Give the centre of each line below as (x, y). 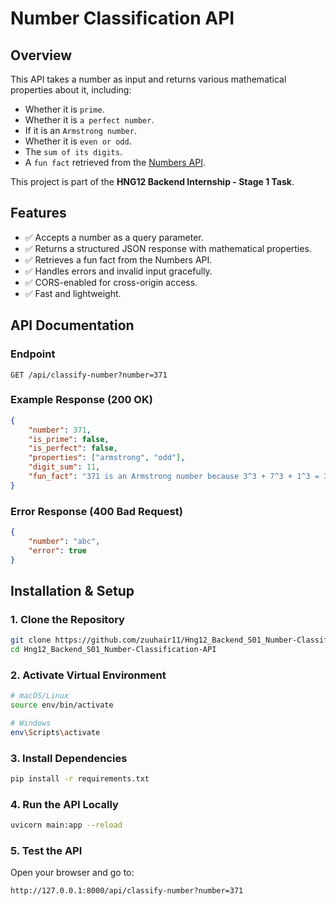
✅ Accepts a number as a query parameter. (114, 237)
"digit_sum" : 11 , (64, 467)
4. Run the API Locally (64, 804)
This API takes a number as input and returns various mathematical (148, 79)
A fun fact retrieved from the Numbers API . (115, 162)
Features (38, 213)
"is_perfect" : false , (73, 448)
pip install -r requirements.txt (80, 779)
